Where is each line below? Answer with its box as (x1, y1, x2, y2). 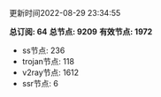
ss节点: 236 (21, 45, 65, 56)
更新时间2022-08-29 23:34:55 (9, 8, 121, 18)
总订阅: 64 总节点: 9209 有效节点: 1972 (9, 26, 153, 37)
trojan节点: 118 (21, 56, 75, 66)
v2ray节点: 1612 (21, 67, 80, 78)
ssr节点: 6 (21, 78, 59, 88)
